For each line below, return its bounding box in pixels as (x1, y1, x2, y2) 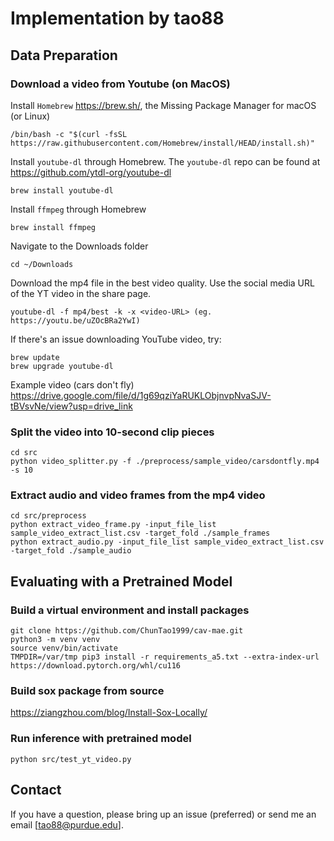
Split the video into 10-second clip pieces (10, 425, 215, 439)
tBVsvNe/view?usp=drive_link (10, 400, 133, 412)
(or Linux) (10, 110, 51, 122)
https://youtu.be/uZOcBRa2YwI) (10, 315, 141, 326)
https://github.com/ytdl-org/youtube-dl (10, 166, 172, 178)
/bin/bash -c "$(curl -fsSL (10, 129, 128, 139)
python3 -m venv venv (10, 635, 101, 645)
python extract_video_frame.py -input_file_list (10, 520, 217, 530)
